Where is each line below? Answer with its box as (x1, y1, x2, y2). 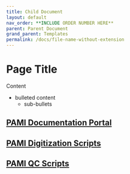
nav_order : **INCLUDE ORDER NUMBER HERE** (6, 20, 114, 26)
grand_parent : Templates (6, 31, 68, 37)
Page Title (6, 62, 58, 76)
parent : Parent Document (6, 25, 68, 32)
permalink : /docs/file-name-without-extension (6, 37, 125, 43)
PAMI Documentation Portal (6, 118, 112, 128)
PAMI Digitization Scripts (6, 138, 101, 148)
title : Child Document (6, 8, 63, 15)
